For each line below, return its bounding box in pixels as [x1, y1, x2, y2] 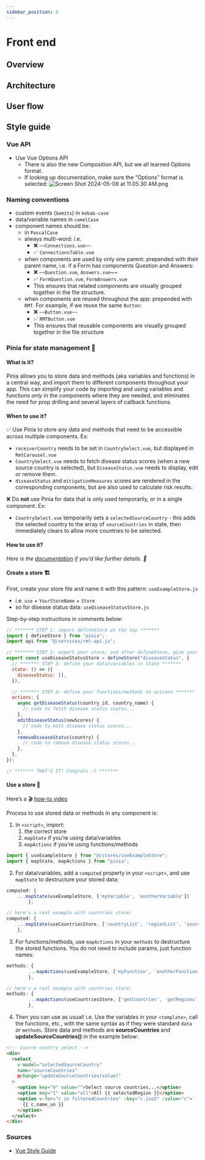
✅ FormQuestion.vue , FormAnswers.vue [33, 275, 128, 282]
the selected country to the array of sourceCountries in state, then [15, 521, 181, 528]
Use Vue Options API [15, 154, 68, 161]
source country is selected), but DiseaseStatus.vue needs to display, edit [15, 464, 199, 471]
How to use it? [6, 541, 43, 548]
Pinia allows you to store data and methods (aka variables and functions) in [6, 372, 195, 380]
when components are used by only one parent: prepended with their [24, 255, 199, 263]
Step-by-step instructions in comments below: [6, 615, 123, 622]
